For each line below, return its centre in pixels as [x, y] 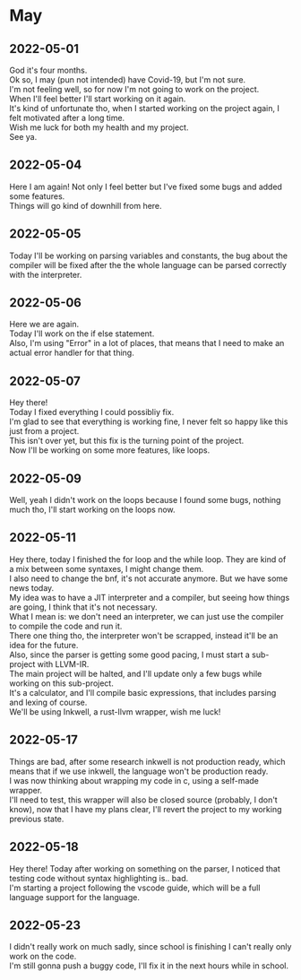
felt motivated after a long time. [67, 118]
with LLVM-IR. [63, 663]
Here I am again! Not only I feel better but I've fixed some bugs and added [146, 186]
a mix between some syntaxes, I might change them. [107, 568]
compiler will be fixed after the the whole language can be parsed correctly [148, 265]
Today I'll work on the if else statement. [82, 334]
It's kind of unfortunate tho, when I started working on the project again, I [145, 108]
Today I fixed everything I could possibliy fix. [92, 412]
